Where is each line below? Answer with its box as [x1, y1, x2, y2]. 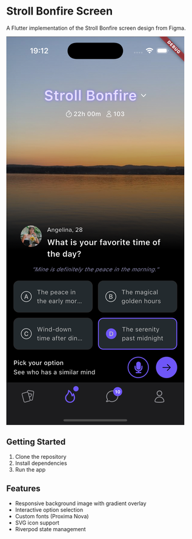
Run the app [15, 466, 46, 473]
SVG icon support [15, 519, 59, 526]
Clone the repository [15, 453, 67, 460]
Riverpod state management [15, 525, 86, 532]
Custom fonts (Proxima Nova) [15, 512, 89, 520]
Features [6, 484, 41, 494]
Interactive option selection [15, 506, 84, 514]
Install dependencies [15, 459, 68, 467]
